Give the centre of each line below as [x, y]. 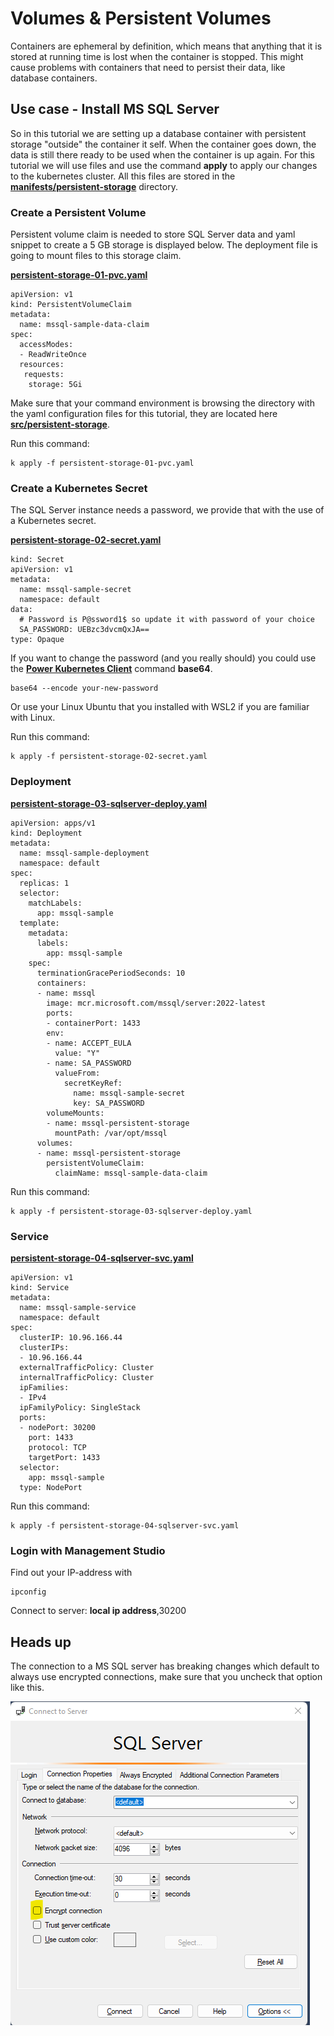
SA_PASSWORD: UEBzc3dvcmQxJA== [84, 630]
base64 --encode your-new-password [84, 688]
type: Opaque [37, 640]
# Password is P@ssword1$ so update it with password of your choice [167, 620]
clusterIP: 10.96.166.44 [71, 1337]
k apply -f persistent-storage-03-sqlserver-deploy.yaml [131, 1211]
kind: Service [40, 1287]
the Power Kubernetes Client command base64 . [111, 669]
